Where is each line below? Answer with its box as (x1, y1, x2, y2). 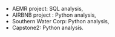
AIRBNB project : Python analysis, (11, 11, 97, 18)
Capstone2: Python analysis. (11, 24, 84, 31)
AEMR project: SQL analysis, (11, 5, 84, 12)
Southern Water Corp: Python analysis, (11, 18, 110, 24)
